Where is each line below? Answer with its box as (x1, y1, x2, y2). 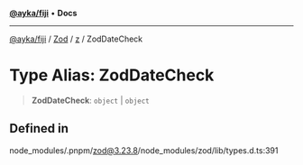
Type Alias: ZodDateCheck (9, 65, 215, 86)
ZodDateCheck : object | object (31, 95, 151, 105)
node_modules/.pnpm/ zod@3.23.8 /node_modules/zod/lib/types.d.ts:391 (9, 144, 279, 156)
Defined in (9, 121, 69, 136)
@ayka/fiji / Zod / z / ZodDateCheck (9, 33, 143, 44)
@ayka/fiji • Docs (9, 8, 78, 18)
